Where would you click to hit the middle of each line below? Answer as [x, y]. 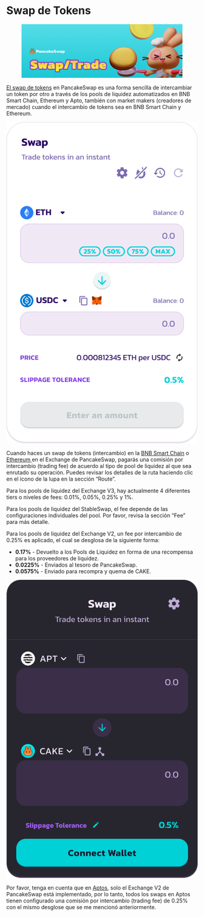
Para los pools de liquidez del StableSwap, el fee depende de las [87, 509]
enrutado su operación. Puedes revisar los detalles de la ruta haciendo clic [100, 472]
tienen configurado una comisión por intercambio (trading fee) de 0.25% [97, 901]
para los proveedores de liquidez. [57, 558]
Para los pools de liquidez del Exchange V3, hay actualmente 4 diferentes [98, 490]
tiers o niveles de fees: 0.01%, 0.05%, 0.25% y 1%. [70, 497]
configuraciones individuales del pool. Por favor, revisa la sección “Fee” [96, 515]
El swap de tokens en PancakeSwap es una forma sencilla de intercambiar [99, 88]
